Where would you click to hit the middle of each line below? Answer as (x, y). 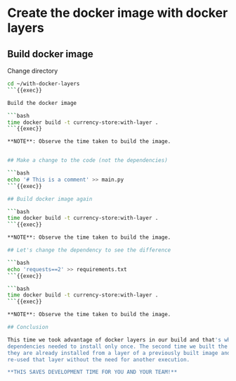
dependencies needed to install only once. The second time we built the (118, 346)
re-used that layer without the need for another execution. (99, 360)
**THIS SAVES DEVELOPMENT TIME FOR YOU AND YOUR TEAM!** (92, 372)
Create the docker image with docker (118, 13)
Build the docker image (42, 103)
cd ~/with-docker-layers (44, 84)
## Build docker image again (50, 199)
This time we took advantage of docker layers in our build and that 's (114, 339)
